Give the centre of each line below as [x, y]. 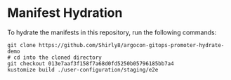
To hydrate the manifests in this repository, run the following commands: [112, 32]
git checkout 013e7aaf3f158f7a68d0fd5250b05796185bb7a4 [91, 64]
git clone [22, 45]
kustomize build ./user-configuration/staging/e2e [83, 69]
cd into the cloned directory [58, 58]
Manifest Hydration [65, 13]
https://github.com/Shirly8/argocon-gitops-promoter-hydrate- [131, 45]
